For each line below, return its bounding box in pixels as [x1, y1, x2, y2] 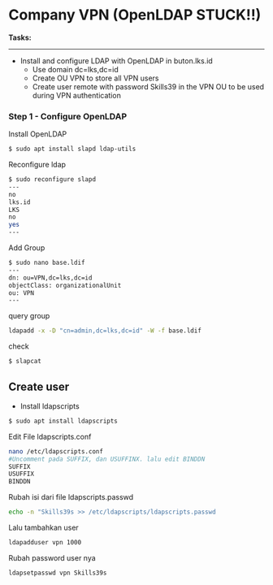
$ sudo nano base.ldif [8, 258, 85, 267]
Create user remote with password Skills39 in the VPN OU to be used [32, 81, 265, 91]
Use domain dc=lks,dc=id [32, 64, 119, 74]
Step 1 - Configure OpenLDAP [8, 110, 128, 122]
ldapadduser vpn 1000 [8, 539, 82, 547]
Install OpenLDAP [8, 129, 67, 139]
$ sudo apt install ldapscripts [8, 417, 118, 425]
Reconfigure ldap [8, 160, 67, 170]
